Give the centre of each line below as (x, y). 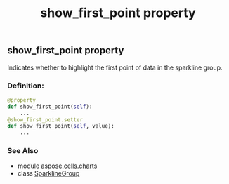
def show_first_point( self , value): (61, 126)
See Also (23, 151)
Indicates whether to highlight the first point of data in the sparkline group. (115, 67)
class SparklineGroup (48, 173)
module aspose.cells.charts (57, 166)
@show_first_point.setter (45, 120)
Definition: (26, 86)
